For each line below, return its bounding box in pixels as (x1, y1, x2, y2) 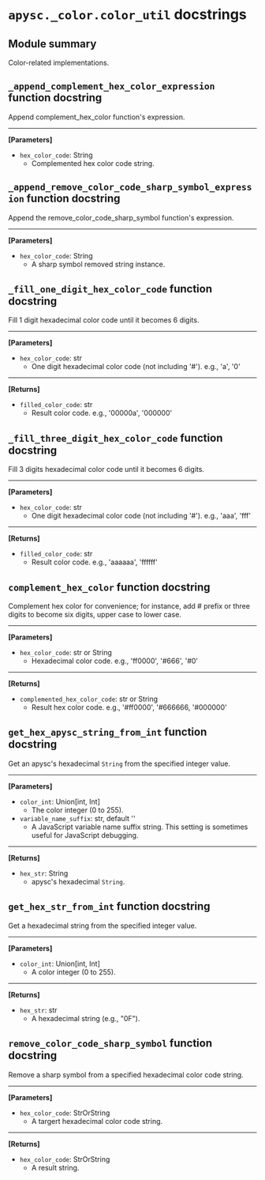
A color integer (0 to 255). (31, 967, 116, 977)
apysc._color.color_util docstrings (8, 6, 247, 24)
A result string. (31, 1163, 80, 1172)
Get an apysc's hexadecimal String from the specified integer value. (8, 759, 231, 768)
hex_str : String (19, 868, 69, 878)
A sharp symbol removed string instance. (31, 259, 166, 269)
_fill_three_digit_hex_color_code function (8, 431, 223, 444)
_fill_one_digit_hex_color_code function (8, 282, 213, 296)
